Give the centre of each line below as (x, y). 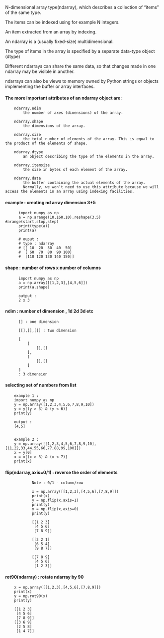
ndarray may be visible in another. (40, 71)
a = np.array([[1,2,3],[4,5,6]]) (53, 283)
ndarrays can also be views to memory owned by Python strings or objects (82, 81)
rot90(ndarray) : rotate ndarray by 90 (44, 577)
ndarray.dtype (29, 152)
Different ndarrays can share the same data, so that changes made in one (81, 66)
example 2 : (26, 440)
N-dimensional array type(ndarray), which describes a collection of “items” (82, 7)
